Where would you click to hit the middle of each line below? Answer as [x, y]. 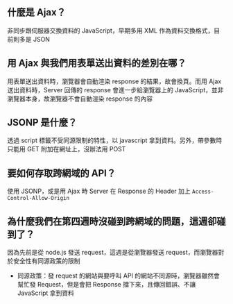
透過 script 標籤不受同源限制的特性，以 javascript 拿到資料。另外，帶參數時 [115, 140]
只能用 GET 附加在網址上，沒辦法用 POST [67, 149]
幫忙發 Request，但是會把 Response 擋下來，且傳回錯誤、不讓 [106, 285]
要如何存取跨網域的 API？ [62, 173]
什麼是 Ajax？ [36, 12]
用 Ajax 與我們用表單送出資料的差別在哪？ [97, 64]
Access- [203, 192]
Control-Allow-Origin [38, 199]
